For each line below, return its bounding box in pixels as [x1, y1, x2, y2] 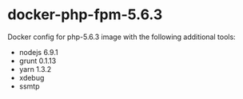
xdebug [18, 73, 45, 82]
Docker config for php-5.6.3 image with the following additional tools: [7, 32, 237, 42]
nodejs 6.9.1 [18, 47, 58, 57]
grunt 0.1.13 [18, 56, 57, 65]
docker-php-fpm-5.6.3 [7, 6, 163, 24]
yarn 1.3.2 [18, 64, 52, 73]
